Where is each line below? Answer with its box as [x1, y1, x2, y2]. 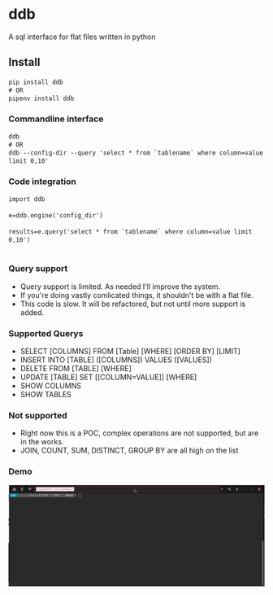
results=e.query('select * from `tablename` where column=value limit [8, 228, 253, 236]
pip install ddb [8, 78, 63, 86]
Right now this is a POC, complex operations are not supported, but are [19, 428, 259, 438]
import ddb [8, 195, 45, 203]
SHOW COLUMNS [19, 380, 82, 391]
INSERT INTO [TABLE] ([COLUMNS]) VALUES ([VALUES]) [19, 355, 213, 365]
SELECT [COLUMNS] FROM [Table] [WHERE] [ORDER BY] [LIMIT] [19, 346, 241, 356]
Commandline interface [8, 113, 104, 125]
